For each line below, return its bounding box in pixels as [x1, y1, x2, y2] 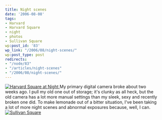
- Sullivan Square [5, 39, 42, 44]
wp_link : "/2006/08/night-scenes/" [5, 48, 77, 52]
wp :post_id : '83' [5, 43, 40, 48]
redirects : [5, 57, 27, 62]
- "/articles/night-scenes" [5, 66, 62, 71]
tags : [5, 16, 16, 21]
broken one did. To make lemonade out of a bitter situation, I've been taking [5, 99, 157, 105]
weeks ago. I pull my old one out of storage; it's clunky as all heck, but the [5, 88, 154, 95]
